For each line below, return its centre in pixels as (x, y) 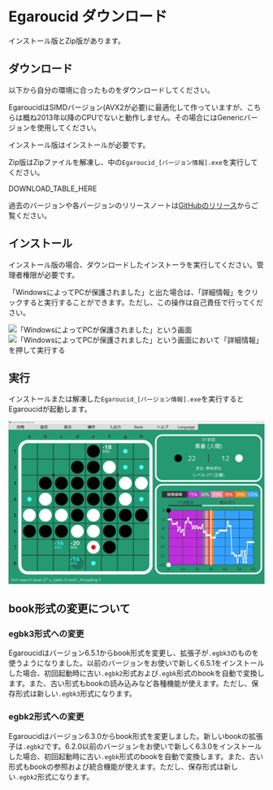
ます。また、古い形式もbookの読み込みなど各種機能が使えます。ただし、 (130, 684)
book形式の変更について (69, 609)
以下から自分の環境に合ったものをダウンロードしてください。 (112, 89)
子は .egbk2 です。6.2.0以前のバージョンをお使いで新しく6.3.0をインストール (135, 746)
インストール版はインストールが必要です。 (79, 145)
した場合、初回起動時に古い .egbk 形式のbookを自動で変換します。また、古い (136, 756)
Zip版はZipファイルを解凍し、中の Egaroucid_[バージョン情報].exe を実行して (133, 162)
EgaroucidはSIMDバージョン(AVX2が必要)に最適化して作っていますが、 (128, 107)
